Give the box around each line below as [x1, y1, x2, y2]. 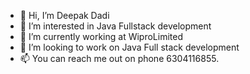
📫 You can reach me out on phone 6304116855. [19, 53, 220, 64]
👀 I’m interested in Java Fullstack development [19, 20, 212, 32]
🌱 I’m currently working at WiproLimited [19, 31, 183, 42]
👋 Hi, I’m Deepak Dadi [19, 10, 110, 21]
